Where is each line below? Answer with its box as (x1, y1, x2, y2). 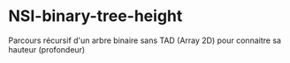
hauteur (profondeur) (8, 44, 86, 54)
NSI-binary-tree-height (8, 6, 183, 26)
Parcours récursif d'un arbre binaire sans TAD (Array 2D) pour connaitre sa (8, 35, 282, 45)
